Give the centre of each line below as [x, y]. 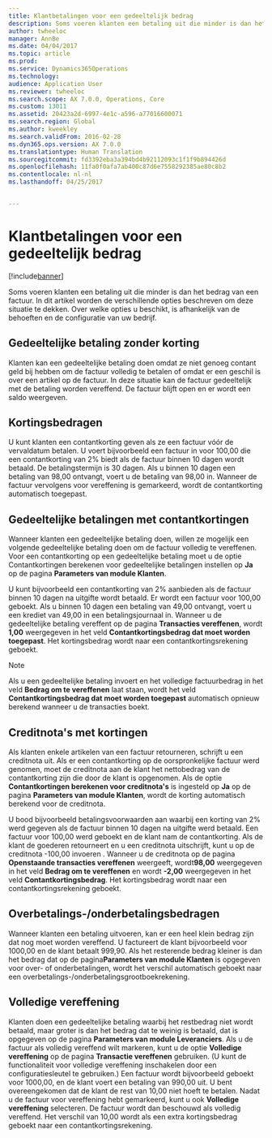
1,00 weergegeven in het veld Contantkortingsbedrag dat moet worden [130, 632]
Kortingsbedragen [55, 423]
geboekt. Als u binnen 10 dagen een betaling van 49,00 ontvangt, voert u [130, 606]
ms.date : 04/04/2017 [43, 46]
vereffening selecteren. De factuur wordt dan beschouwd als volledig [125, 1108]
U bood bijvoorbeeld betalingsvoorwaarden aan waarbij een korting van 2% [135, 820]
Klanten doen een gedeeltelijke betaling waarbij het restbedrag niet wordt [131, 1022]
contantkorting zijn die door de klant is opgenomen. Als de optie [115, 778]
